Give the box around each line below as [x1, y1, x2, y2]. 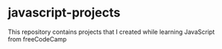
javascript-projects [8, 5, 120, 21]
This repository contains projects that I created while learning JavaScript [8, 28, 215, 36]
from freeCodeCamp [8, 35, 67, 43]
